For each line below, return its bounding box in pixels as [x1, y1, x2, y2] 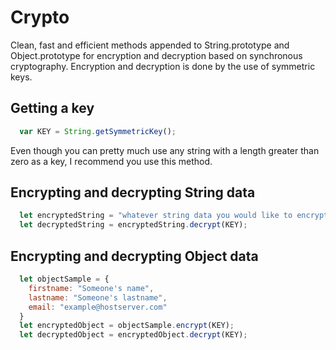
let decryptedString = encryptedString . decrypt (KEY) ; [19, 220, 248, 230]
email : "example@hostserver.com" [28, 302, 168, 312]
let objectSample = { [19, 274, 110, 284]
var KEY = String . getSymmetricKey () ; [19, 126, 177, 136]
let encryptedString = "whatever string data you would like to [19, 211, 293, 221]
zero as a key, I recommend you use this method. [10, 155, 213, 167]
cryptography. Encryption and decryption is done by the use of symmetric [10, 60, 316, 72]
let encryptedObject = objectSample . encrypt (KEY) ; [19, 321, 235, 331]
